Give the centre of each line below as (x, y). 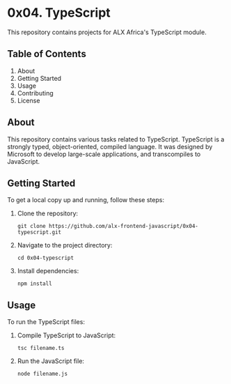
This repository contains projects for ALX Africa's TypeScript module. (107, 32)
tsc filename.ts (41, 348)
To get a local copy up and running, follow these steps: (86, 200)
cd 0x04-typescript (46, 258)
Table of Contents (47, 54)
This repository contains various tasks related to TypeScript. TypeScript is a (116, 139)
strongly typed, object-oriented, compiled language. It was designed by (110, 146)
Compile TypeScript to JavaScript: (66, 335)
